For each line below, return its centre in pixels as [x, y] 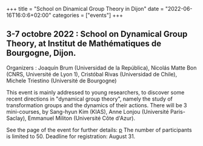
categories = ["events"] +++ [88, 15]
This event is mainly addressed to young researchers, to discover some [95, 92]
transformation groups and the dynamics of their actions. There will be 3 [97, 105]
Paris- [178, 111]
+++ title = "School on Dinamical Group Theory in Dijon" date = [85, 9]
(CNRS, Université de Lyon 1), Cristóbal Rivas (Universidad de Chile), [92, 74]
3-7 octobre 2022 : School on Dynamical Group [97, 34]
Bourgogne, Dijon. [41, 53]
